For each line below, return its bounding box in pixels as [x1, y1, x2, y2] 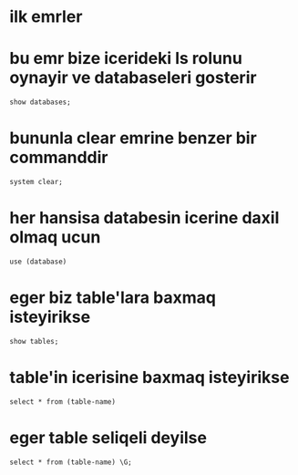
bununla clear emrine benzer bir [9, 128, 257, 149]
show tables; [9, 336, 59, 346]
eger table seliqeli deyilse [9, 428, 208, 449]
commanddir [9, 148, 108, 168]
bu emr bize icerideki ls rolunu [9, 48, 243, 69]
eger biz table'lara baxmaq [9, 287, 217, 308]
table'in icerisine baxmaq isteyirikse [9, 367, 290, 388]
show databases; [9, 98, 71, 107]
